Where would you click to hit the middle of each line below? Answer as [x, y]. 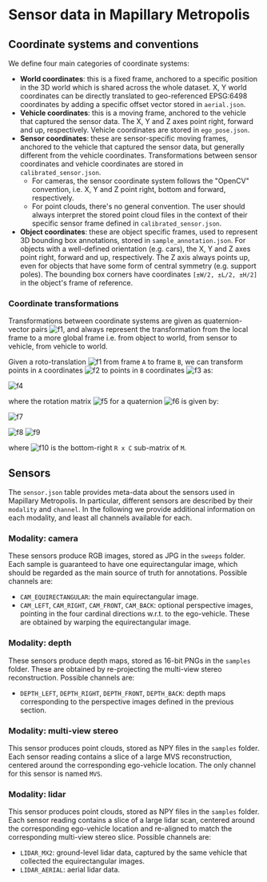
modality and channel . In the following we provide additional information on [132, 509]
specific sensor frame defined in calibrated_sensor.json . [127, 223]
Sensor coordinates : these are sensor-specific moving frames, [124, 138]
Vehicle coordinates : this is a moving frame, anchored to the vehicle [133, 113]
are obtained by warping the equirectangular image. [106, 622]
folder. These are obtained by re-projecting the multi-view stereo [115, 668]
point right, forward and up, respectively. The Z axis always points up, [135, 257]
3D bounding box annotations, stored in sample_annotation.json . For [133, 240]
